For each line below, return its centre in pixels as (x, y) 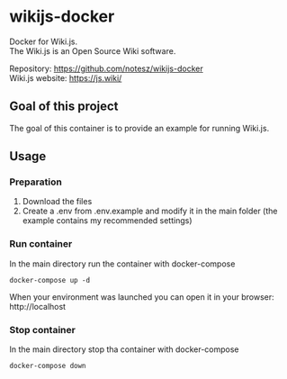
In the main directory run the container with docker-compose (122, 264)
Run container (41, 244)
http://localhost (37, 306)
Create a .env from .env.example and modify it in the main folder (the (150, 211)
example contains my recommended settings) (107, 221)
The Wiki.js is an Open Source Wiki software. (93, 50)
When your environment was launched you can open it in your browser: (142, 297)
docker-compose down (48, 366)
